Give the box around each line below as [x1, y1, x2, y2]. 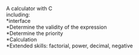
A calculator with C [6, 5, 53, 12]
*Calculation [6, 36, 37, 43]
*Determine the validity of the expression [6, 23, 108, 30]
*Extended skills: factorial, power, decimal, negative [6, 42, 133, 49]
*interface [6, 18, 31, 24]
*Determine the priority [6, 30, 63, 37]
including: [6, 11, 31, 18]
